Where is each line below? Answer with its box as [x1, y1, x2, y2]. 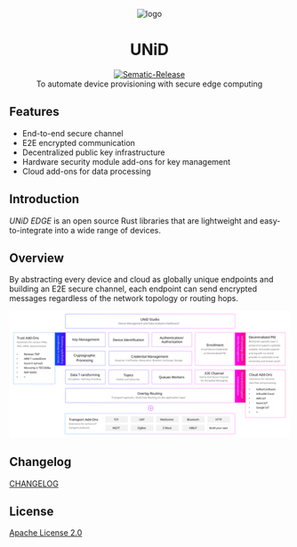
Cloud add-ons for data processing [21, 166, 151, 176]
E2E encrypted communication [21, 137, 136, 148]
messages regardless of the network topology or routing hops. [9, 293, 238, 304]
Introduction [9, 192, 80, 207]
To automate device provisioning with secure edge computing [36, 78, 263, 89]
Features [9, 104, 60, 119]
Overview [9, 250, 65, 265]
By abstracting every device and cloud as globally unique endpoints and [9, 274, 274, 285]
